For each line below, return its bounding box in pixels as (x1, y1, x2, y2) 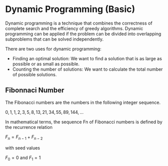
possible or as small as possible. (12, 61, 80, 67)
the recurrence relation (5, 124, 53, 130)
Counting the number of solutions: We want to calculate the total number (12, 66, 163, 72)
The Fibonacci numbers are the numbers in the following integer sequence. (5, 99, 161, 105)
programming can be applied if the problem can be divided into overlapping (5, 31, 161, 37)
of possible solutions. (12, 71, 57, 77)
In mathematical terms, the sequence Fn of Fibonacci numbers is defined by (5, 119, 163, 125)
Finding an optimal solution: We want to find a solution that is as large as (12, 55, 162, 61)
